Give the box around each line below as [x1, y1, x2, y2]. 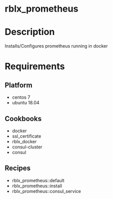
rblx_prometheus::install [12, 183, 63, 189]
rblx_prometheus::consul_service [12, 188, 81, 194]
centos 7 [12, 94, 31, 100]
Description [5, 26, 55, 38]
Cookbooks [5, 114, 42, 123]
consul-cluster [12, 144, 42, 150]
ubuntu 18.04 [12, 100, 40, 106]
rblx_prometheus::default [12, 177, 65, 183]
